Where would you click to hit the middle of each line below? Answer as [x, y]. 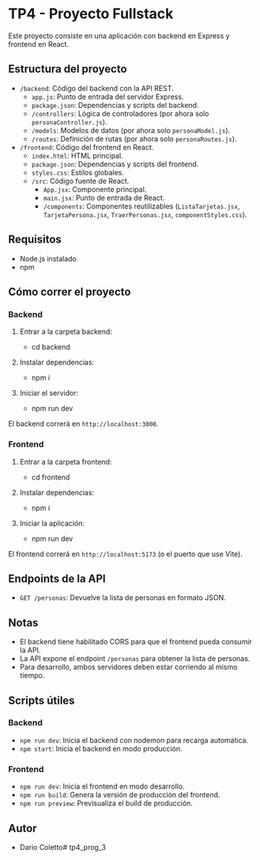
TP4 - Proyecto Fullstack [91, 14]
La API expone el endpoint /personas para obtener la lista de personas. [135, 659]
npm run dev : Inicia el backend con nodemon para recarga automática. [134, 740]
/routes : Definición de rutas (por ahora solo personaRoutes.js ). [134, 139]
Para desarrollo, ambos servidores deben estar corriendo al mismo [128, 667]
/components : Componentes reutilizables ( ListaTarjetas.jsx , [141, 206]
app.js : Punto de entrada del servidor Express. [107, 97]
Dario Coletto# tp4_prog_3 [63, 847]
